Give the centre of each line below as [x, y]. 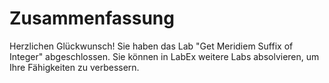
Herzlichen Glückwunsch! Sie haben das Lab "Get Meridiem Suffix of [151, 46]
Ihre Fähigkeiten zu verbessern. [74, 67]
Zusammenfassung [92, 18]
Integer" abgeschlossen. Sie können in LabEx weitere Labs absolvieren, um [164, 56]
